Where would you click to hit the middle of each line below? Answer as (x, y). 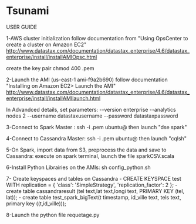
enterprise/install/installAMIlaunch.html (53, 98)
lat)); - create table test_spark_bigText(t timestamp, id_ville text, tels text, (94, 197)
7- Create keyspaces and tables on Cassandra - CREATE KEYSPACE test (94, 178)
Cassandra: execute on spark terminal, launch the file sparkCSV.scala (90, 156)
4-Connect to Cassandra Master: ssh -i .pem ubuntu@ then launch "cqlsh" (96, 138)
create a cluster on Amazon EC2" (46, 44)
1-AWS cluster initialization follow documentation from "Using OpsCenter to (97, 38)
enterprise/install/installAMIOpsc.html (52, 57)
